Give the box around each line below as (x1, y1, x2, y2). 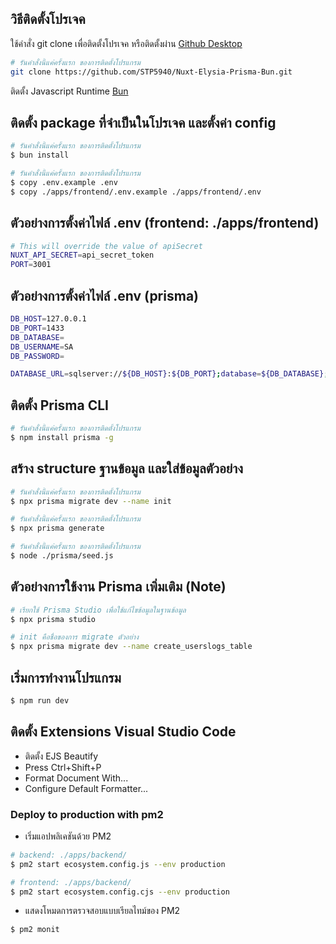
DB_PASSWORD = (10, 351, 65, 361)
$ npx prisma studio (10, 614, 97, 624)
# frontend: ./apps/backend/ (10, 877, 132, 887)
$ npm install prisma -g (10, 432, 114, 442)
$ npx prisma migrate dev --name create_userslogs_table (10, 642, 253, 652)
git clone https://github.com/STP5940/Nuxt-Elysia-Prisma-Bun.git (10, 67, 293, 77)
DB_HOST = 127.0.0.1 (10, 314, 87, 324)
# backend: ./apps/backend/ (10, 850, 128, 860)
